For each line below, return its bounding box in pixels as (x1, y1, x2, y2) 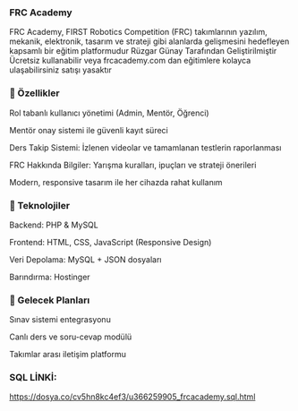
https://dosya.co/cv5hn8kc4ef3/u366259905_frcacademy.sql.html (9, 391, 256, 402)
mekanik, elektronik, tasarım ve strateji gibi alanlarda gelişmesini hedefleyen (9, 36, 290, 47)
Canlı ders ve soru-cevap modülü (9, 331, 132, 342)
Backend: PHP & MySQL (9, 219, 98, 230)
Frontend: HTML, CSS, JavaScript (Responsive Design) (9, 236, 212, 247)
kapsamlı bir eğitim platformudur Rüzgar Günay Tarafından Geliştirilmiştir (9, 46, 277, 56)
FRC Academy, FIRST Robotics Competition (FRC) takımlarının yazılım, (9, 27, 268, 38)
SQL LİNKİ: (9, 372, 57, 384)
